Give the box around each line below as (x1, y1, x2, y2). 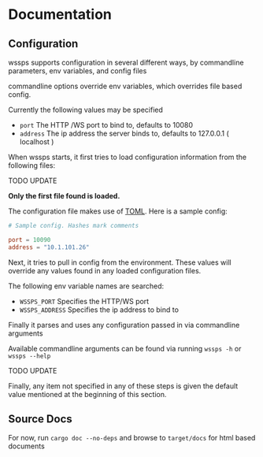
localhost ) (19, 137, 54, 147)
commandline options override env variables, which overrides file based (8, 81, 243, 91)
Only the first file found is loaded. (8, 191, 120, 200)
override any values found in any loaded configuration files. (8, 266, 202, 275)
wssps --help (8, 352, 51, 360)
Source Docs (8, 412, 72, 426)
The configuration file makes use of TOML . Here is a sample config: (8, 206, 228, 216)
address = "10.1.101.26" (8, 243, 90, 251)
